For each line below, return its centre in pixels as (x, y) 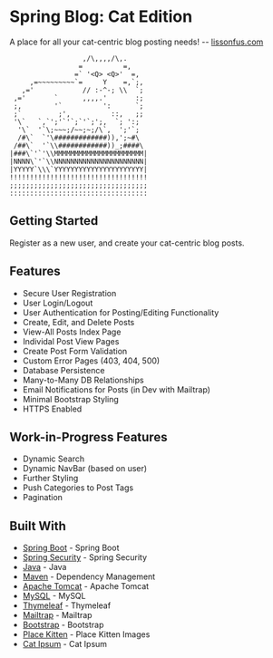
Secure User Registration (69, 293)
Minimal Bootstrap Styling (71, 399)
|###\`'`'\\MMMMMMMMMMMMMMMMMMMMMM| (78, 153)
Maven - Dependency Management (89, 576)
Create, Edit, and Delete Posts (78, 322)
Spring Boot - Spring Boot (71, 548)
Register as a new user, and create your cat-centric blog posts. (127, 243)
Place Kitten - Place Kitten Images (86, 634)
